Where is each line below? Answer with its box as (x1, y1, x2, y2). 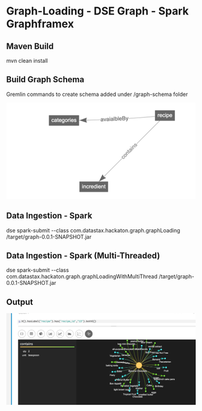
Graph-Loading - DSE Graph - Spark (6, 4, 189, 18)
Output (6, 297, 33, 307)
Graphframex (6, 17, 74, 31)
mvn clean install (6, 57, 48, 64)
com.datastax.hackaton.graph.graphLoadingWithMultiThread (6, 273, 158, 280)
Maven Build (6, 41, 54, 51)
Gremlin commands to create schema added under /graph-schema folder (6, 91, 188, 98)
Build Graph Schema (6, 74, 85, 85)
